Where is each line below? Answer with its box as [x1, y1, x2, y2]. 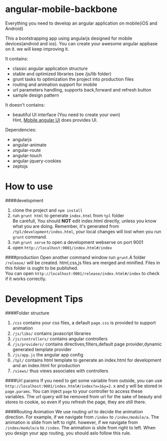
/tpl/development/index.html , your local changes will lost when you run [12, 228, 161, 234]
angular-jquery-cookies [12, 157, 62, 164]
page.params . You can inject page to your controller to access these [5, 388, 143, 394]
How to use [5, 181, 53, 192]
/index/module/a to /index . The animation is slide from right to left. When [5, 424, 156, 430]
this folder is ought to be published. [5, 265, 79, 271]
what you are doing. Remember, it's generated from [12, 223, 119, 229]
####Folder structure [5, 310, 50, 316]
